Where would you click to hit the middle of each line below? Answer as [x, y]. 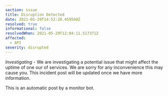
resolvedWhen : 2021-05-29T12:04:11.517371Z [52, 33]
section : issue [21, 10]
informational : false [28, 29]
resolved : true [21, 24]
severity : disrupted [27, 47]
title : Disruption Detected [35, 15]
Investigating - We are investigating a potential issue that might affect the [82, 62]
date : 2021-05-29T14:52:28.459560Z [43, 19]
